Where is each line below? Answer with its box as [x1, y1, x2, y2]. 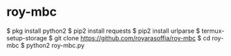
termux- [201, 27, 225, 35]
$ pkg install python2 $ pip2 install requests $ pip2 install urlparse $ [6, 27, 201, 35]
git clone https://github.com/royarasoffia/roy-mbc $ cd [54, 33, 211, 42]
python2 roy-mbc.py [26, 41, 85, 49]
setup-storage [6, 33, 48, 42]
